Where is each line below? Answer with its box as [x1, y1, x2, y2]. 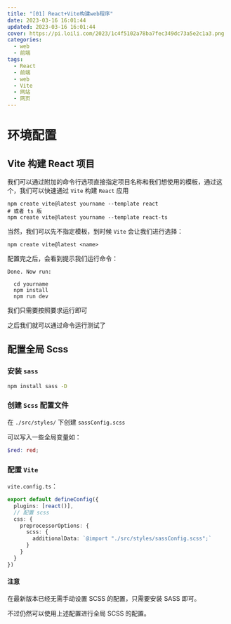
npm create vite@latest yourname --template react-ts [7, 214, 169, 221]
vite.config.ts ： [7, 482, 58, 491]
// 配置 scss [13, 509, 50, 516]
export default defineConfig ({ [7, 496, 99, 503]
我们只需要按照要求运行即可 [7, 306, 88, 314]
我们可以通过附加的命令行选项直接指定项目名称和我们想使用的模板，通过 [7, 178, 216, 186]
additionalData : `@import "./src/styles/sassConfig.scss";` [32, 535, 212, 543]
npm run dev [13, 293, 49, 300]
